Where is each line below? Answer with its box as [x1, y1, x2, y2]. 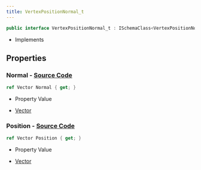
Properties [6, 53, 47, 63]
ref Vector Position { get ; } [6, 135, 82, 141]
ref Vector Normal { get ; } [6, 85, 77, 91]
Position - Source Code [6, 122, 75, 130]
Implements [14, 36, 44, 43]
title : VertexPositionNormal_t [6, 8, 84, 15]
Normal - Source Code [6, 71, 73, 79]
